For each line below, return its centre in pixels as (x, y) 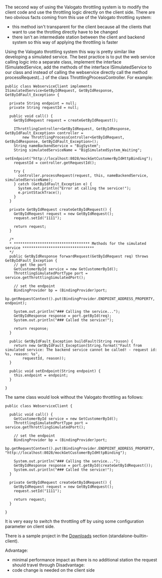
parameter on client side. (30, 526)
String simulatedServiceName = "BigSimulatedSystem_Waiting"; (78, 150)
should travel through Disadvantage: (48, 565)
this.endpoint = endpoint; (41, 375)
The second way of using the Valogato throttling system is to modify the (77, 7)
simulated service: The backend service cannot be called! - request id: (81, 350)
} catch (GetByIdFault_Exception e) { (53, 184)
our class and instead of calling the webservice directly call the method (76, 72)
